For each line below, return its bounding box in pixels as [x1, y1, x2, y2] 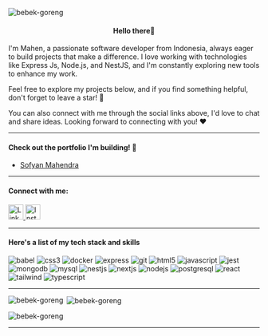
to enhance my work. [8, 69, 78, 79]
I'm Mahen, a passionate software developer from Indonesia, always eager [8, 44, 254, 53]
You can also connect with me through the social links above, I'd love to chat [8, 109, 260, 118]
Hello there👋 [112, 26, 156, 35]
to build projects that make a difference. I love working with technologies [8, 52, 247, 61]
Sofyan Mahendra [19, 160, 80, 170]
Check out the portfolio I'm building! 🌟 [8, 142, 137, 152]
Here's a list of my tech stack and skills [8, 238, 140, 247]
